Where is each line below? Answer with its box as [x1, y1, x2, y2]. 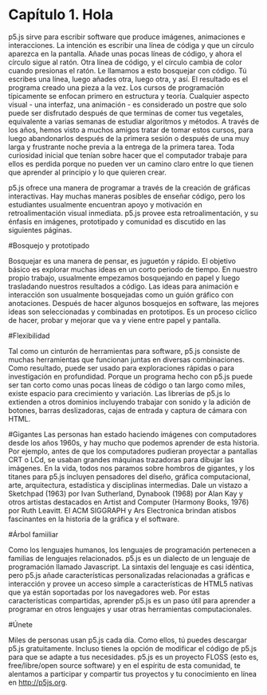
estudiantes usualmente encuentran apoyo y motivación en [8, 199, 202, 209]
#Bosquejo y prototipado [8, 241, 90, 250]
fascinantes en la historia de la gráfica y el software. [8, 514, 180, 524]
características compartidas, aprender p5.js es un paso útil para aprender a [8, 595, 256, 605]
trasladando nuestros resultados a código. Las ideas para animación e [8, 281, 239, 291]
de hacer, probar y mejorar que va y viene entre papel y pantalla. [8, 315, 222, 324]
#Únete [8, 619, 33, 629]
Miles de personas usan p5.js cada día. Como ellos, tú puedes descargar [8, 635, 247, 645]
